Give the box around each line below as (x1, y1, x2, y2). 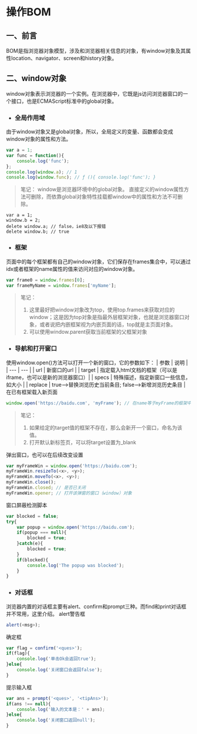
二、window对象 (6, 73, 67, 83)
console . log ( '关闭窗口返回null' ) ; (16, 718, 96, 723)
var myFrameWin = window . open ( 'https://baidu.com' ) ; (6, 462, 138, 469)
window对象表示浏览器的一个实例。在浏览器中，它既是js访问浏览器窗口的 (6, 90, 184, 97)
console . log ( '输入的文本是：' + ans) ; (16, 706, 106, 712)
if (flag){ (6, 651, 30, 656)
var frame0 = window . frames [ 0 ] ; (6, 277, 85, 283)
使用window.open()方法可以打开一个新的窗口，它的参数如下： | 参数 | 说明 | (6, 359, 188, 366)
